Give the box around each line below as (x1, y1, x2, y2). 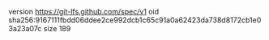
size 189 (43, 24, 71, 33)
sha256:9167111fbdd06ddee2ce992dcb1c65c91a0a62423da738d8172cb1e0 (8, 15, 262, 25)
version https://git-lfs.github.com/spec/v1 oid (8, 7, 160, 16)
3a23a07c (8, 24, 42, 33)
